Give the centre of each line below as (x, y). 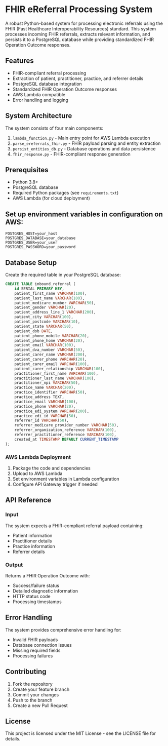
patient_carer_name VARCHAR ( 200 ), (51, 355)
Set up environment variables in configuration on (84, 214)
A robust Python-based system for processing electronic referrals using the (84, 23)
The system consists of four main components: (54, 128)
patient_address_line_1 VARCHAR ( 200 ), (55, 312)
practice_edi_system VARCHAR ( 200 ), (52, 411)
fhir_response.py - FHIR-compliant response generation (71, 154)
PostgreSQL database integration (47, 84)
